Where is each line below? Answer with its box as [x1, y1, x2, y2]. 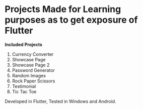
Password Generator [12, 67, 55, 73]
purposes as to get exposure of [5, 14, 138, 26]
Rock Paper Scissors [12, 78, 55, 84]
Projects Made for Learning [5, 4, 121, 15]
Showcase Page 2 [12, 62, 50, 68]
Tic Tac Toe [12, 88, 37, 94]
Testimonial [12, 83, 36, 89]
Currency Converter [12, 51, 54, 57]
